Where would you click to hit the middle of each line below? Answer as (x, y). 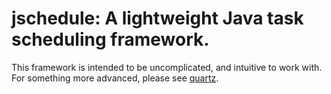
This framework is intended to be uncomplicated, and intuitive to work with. (167, 67)
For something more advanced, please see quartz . (115, 78)
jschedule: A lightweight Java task (157, 18)
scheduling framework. (110, 39)
